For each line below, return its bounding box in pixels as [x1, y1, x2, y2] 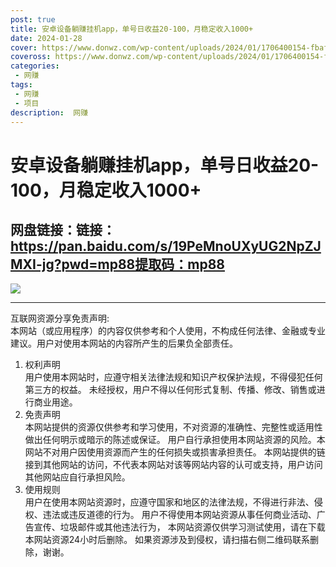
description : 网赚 [10, 107, 89, 118]
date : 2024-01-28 [10, 33, 83, 43]
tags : [10, 80, 33, 90]
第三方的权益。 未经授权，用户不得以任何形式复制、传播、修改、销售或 [24, 384, 317, 396]
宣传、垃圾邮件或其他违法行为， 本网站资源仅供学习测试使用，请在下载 [33, 521, 326, 533]
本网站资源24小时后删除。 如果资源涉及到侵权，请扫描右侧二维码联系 [24, 534, 311, 546]
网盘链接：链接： [10, 221, 116, 238]
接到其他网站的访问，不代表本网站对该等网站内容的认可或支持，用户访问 [24, 459, 323, 471]
